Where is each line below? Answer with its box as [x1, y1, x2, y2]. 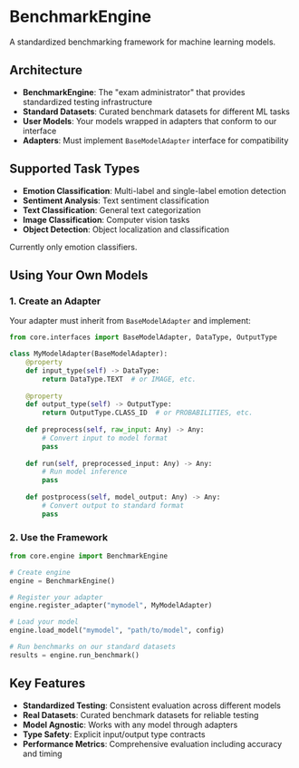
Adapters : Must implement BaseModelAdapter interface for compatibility [22, 134, 289, 146]
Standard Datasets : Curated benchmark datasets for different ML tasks [22, 106, 290, 117]
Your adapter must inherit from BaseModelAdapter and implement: [9, 316, 251, 326]
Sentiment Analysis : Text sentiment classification [22, 195, 210, 206]
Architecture [9, 63, 83, 78]
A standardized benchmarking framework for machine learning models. [9, 36, 276, 47]
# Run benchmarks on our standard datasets [9, 642, 177, 652]
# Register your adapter [9, 592, 103, 602]
